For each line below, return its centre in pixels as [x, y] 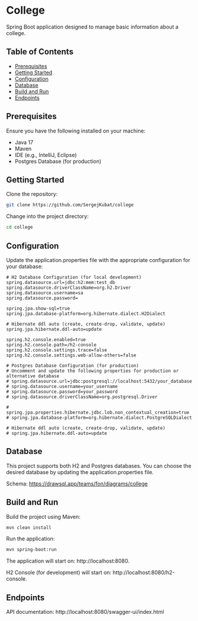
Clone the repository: [32, 194]
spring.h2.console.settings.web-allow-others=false [71, 355]
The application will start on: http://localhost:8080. [68, 561]
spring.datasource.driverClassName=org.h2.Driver [69, 288]
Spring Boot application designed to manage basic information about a [92, 27]
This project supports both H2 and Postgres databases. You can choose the [99, 466]
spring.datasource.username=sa [45, 293]
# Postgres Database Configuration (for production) [73, 365]
